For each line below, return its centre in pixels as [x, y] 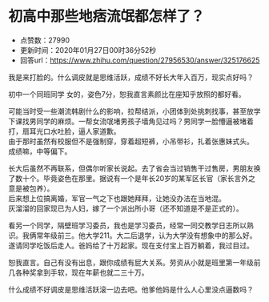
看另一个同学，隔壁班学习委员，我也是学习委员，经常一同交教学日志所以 [127, 225]
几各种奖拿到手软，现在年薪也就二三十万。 [78, 272]
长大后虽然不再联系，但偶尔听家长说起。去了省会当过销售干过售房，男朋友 [131, 168]
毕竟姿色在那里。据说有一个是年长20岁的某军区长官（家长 [139, 178]
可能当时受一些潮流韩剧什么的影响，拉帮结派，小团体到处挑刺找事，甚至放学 [134, 111]
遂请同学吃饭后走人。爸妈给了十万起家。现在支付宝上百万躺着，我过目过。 [131, 245]
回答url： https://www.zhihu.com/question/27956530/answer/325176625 [140, 60]
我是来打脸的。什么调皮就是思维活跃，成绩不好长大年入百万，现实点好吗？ [131, 77]
